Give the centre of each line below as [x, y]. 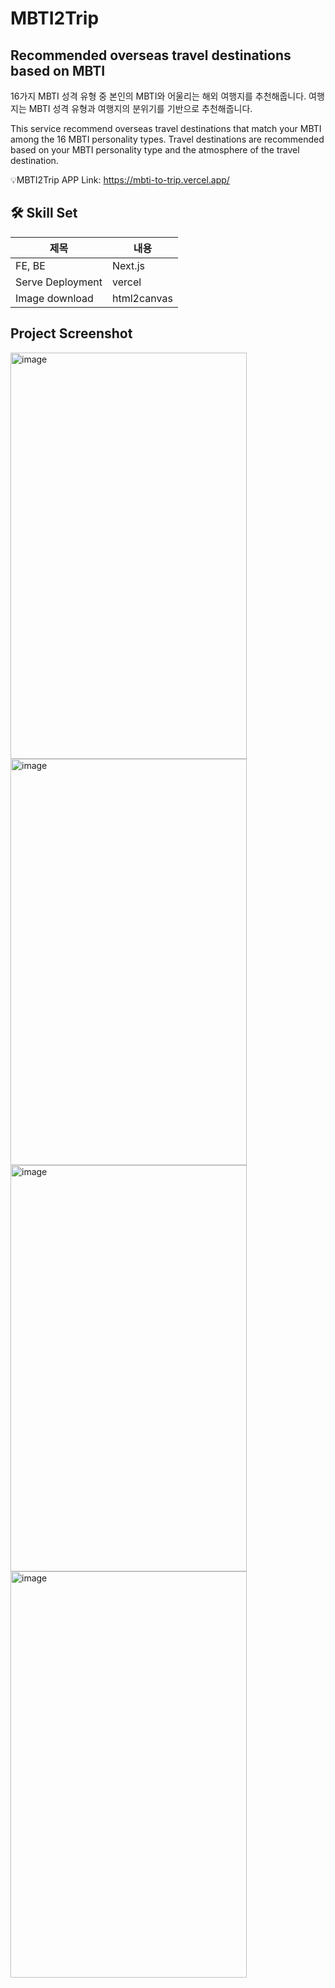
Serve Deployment [59, 282]
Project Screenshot [71, 333]
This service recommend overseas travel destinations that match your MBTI [166, 128]
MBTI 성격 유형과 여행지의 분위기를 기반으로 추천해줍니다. [140, 108]
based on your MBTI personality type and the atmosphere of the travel [155, 150]
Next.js [128, 265]
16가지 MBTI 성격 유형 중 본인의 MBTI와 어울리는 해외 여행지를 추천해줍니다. [158, 96]
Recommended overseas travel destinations [151, 55]
